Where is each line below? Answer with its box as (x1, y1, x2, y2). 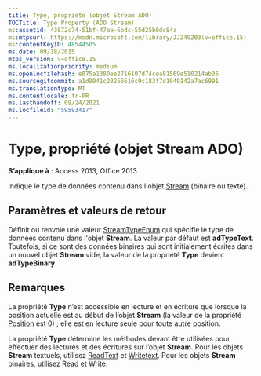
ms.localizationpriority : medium (8, 63, 118, 71)
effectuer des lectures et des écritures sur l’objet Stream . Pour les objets (8, 342, 244, 352)
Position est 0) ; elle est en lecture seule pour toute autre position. (8, 319, 221, 328)
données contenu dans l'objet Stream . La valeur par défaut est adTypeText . (8, 233, 254, 243)
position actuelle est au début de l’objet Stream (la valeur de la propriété (8, 310, 242, 319)
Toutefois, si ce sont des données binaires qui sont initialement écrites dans (8, 241, 253, 251)
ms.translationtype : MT (8, 84, 86, 93)
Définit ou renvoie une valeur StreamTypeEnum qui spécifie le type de (8, 225, 234, 234)
